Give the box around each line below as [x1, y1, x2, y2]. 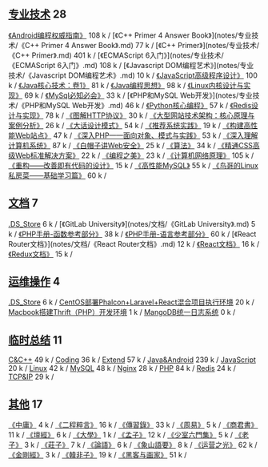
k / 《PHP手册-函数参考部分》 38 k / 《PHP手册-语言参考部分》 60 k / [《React [8, 229, 257, 239]
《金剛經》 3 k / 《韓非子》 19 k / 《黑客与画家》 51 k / [8, 450, 187, 460]
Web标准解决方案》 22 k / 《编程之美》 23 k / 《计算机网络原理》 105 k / [14, 151, 254, 160]
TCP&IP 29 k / [8, 372, 54, 382]
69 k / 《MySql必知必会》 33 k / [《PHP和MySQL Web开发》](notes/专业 [23, 91, 254, 100]
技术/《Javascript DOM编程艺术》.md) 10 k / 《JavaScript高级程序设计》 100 [8, 70, 258, 80]
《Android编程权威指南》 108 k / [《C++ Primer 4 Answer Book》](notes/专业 [8, 30, 252, 40]
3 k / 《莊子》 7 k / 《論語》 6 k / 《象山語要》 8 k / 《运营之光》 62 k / [23, 440, 258, 450]
